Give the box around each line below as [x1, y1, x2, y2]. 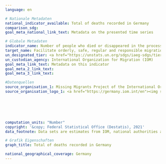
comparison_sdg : [5, 25, 39, 30]
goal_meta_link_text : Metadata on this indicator [5, 62, 110, 67]
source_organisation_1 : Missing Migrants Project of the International [5, 84, 156, 89]
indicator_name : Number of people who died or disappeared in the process [5, 43, 163, 48]
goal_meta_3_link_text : [5, 71, 54, 76]
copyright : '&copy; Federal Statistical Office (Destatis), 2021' [5, 124, 145, 129]
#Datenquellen [5, 80, 35, 85]
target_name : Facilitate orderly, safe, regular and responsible [5, 48, 142, 53]
